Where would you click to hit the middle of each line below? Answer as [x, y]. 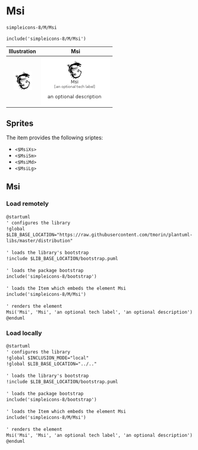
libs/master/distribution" [40, 240]
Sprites [20, 123]
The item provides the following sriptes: [55, 137]
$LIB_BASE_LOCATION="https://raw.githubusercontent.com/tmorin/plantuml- [100, 235]
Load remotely [28, 204]
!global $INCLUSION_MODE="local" [48, 358]
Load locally [24, 333]
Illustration [23, 51]
